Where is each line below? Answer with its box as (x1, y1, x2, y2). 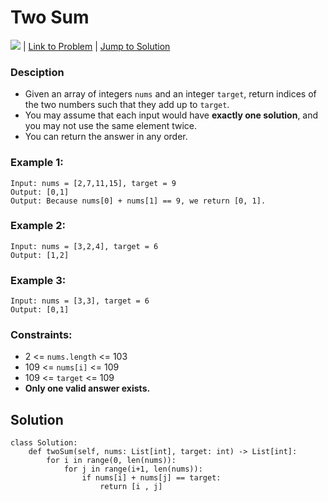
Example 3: (10, 273, 67, 287)
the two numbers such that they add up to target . (24, 99, 230, 111)
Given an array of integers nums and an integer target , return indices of (24, 88, 317, 100)
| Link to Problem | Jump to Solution (22, 40, 171, 52)
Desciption (10, 65, 65, 79)
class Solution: (10, 438, 78, 448)
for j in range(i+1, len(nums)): (63, 464, 203, 475)
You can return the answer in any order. (24, 131, 188, 143)
